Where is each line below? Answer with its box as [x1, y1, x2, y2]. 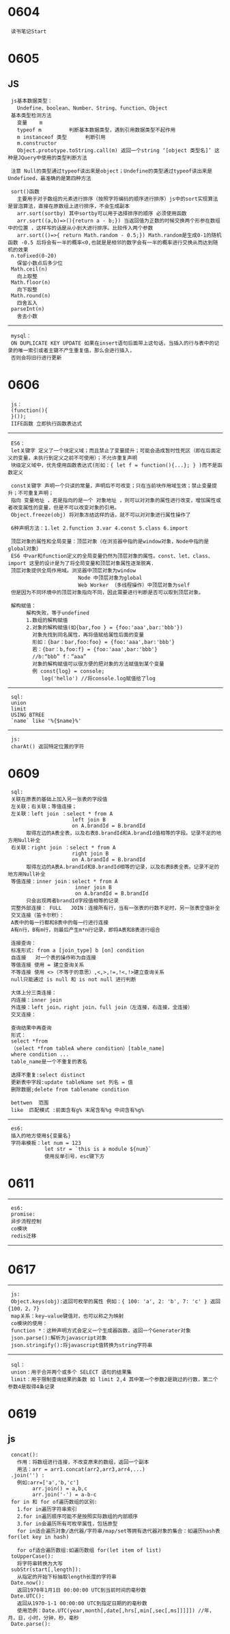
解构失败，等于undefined [25, 609, 89, 617]
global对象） [8, 545, 42, 552]
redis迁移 [10, 1233, 37, 1239]
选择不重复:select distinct [10, 1072, 86, 1078]
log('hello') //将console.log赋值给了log [41, 675, 156, 682]
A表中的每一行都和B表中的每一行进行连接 [10, 919, 109, 926]
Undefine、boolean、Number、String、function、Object [16, 104, 168, 112]
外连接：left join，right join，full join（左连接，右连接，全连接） [10, 1004, 193, 1011]
